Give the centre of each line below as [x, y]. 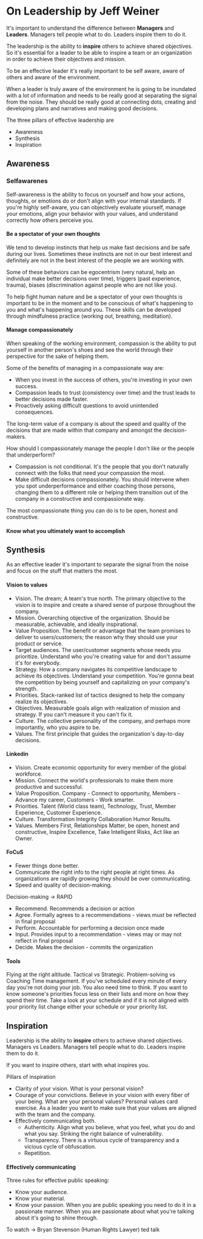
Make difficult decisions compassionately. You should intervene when [102, 480]
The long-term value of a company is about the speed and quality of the [96, 424]
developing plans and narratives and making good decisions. [82, 108]
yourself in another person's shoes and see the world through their [90, 350]
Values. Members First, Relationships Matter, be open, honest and [97, 825]
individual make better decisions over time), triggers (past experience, [94, 278]
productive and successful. [49, 787]
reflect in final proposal [44, 941]
